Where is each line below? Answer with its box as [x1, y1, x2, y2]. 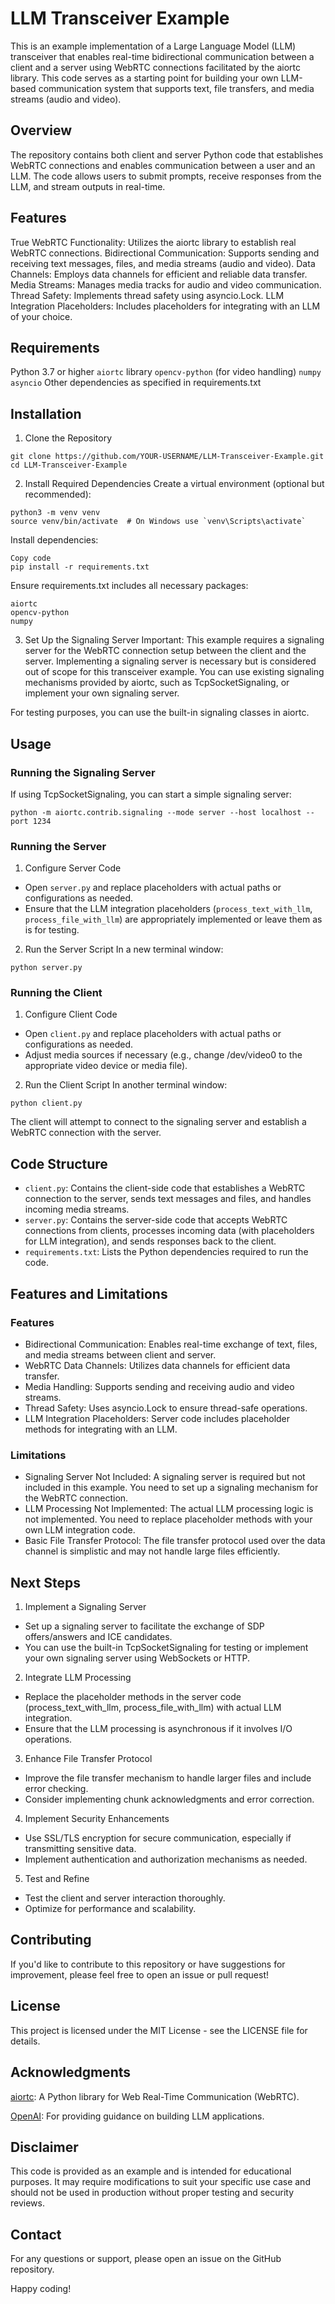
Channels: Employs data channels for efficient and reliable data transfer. [10, 268, 308, 280]
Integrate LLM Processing [24, 1672, 132, 1684]
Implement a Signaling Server [24, 1601, 147, 1613]
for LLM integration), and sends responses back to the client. [24, 1235, 277, 1247]
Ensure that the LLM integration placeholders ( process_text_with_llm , [24, 903, 313, 915]
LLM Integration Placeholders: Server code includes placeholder [24, 1412, 291, 1424]
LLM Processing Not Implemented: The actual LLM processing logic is [24, 1503, 314, 1515]
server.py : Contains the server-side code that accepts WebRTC [24, 1214, 288, 1226]
